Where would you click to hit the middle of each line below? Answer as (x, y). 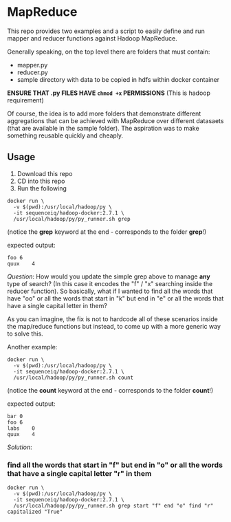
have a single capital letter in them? (57, 305)
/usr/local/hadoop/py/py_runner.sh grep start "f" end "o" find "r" (113, 506)
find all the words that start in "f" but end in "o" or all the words (115, 465)
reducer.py (32, 72)
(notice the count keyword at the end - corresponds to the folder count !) (110, 390)
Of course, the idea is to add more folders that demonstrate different (104, 113)
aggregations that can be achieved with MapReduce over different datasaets (115, 120)
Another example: (32, 347)
